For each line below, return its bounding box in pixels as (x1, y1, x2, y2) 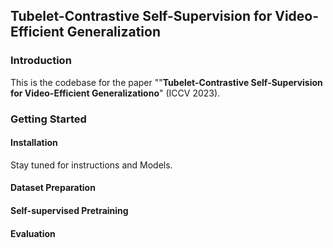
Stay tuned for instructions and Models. (10, 159, 173, 171)
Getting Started (10, 112, 87, 126)
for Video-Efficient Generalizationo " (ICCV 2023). (10, 87, 221, 99)
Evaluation (10, 227, 56, 239)
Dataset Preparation (10, 182, 96, 194)
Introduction (10, 54, 72, 68)
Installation (10, 137, 58, 149)
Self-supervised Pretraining (10, 205, 129, 216)
